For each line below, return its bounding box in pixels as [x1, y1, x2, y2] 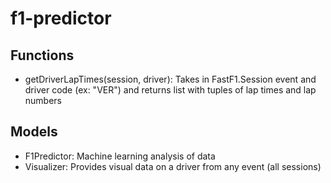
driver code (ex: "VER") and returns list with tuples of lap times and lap [24, 84, 317, 96]
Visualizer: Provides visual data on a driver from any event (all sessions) [24, 160, 322, 172]
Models [10, 123, 58, 141]
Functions [10, 47, 75, 64]
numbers [24, 95, 63, 106]
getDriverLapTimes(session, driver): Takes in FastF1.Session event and [24, 73, 317, 85]
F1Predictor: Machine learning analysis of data [24, 150, 216, 162]
